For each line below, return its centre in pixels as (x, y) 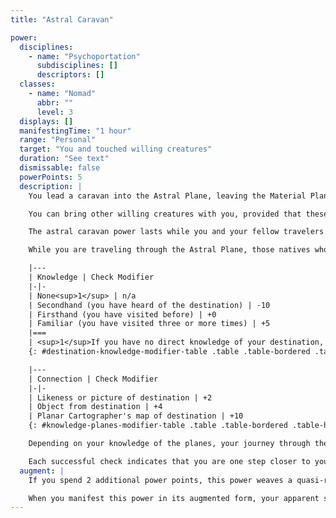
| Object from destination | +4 (95, 407)
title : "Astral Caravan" (62, 19)
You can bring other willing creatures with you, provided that (165, 214)
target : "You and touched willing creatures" (116, 149)
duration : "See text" (64, 159)
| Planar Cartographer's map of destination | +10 (136, 416)
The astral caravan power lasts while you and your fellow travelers (176, 232)
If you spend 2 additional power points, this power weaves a (160, 480)
